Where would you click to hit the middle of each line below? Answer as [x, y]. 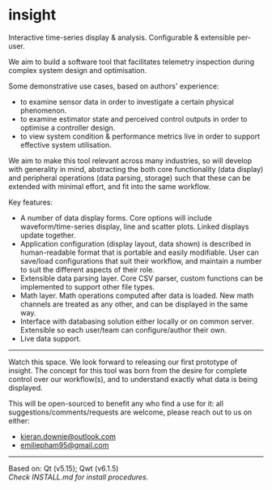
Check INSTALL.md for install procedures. [79, 477]
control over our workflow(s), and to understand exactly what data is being [133, 379]
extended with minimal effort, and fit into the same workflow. [109, 186]
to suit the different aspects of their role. [87, 269]
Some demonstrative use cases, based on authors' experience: [114, 86]
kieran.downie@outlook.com [68, 436]
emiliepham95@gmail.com [64, 445]
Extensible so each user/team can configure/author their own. [123, 329]
